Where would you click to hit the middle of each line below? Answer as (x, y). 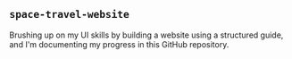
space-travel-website (69, 15)
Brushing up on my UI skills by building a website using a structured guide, (146, 35)
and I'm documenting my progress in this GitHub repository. (119, 44)
